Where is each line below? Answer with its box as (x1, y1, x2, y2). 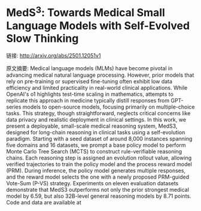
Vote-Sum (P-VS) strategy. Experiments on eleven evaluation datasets (6, 180, 179, 187)
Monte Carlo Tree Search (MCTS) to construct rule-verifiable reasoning (6, 148, 182, 155)
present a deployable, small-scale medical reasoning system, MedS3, (6, 122, 178, 129)
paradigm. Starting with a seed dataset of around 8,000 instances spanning (6, 135, 193, 143)
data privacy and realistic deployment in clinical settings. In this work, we (6, 116, 187, 123)
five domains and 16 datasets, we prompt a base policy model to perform (6, 141, 187, 149)
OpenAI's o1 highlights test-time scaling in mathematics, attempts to (6, 91, 173, 98)
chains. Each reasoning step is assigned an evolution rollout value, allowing (6, 154, 192, 162)
